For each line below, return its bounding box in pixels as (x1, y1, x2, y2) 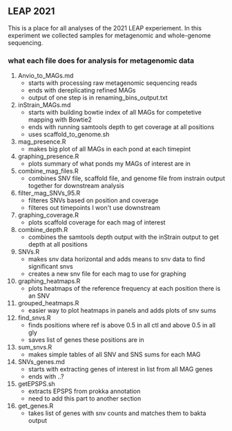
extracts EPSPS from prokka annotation (28, 387, 141, 396)
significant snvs (28, 262, 73, 271)
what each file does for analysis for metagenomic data (8, 55, 195, 65)
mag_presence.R (17, 137, 66, 146)
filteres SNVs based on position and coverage (28, 196, 159, 204)
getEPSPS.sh (17, 380, 56, 388)
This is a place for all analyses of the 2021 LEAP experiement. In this (8, 23, 202, 32)
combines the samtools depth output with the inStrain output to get (28, 233, 220, 241)
